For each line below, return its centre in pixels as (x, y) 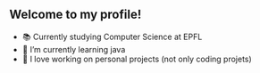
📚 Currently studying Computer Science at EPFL (112, 36)
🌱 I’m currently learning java (74, 49)
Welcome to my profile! (75, 15)
